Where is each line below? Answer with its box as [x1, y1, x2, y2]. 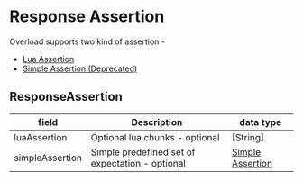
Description [131, 115, 183, 128]
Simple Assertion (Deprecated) [22, 63, 138, 74]
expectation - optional [90, 157, 187, 169]
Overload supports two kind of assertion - [9, 36, 165, 47]
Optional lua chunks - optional [90, 131, 220, 143]
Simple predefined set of [90, 146, 196, 158]
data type [239, 115, 282, 128]
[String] [231, 131, 264, 143]
